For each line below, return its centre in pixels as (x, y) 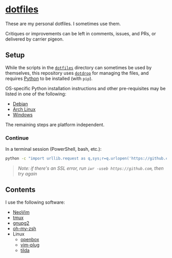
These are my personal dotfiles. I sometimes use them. (63, 24)
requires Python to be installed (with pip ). (49, 78)
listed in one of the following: (36, 94)
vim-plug (30, 245)
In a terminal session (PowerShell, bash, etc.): (53, 149)
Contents (20, 190)
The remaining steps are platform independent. (55, 125)
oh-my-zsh (25, 228)
